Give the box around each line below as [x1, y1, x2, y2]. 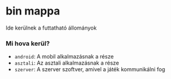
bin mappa [5, 4, 60, 18]
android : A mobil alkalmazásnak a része [14, 53, 114, 60]
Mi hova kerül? [5, 39, 50, 48]
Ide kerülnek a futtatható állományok [5, 24, 97, 31]
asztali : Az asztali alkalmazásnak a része [14, 59, 119, 67]
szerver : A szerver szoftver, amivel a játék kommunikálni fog [14, 66, 166, 73]
